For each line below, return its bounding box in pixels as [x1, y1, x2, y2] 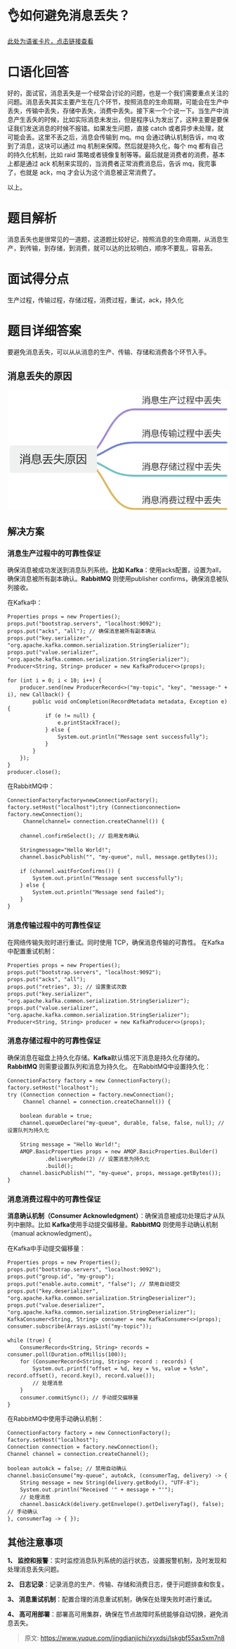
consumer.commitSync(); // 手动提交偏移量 [20, 1394, 139, 1402]
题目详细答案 [7, 323, 82, 339]
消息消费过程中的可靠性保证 [7, 1194, 101, 1204]
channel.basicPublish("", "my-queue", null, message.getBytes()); [20, 854, 218, 861]
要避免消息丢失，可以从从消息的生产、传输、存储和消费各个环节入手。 [7, 347, 211, 356]
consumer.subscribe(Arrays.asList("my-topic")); [7, 1323, 152, 1330]
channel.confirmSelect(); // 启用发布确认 [20, 833, 140, 840]
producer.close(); [7, 769, 61, 776]
